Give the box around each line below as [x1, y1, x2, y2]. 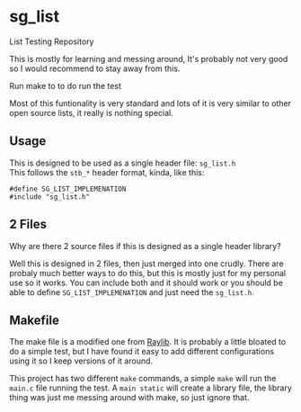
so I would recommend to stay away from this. [9, 63, 181, 74]
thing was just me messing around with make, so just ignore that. [9, 392, 250, 403]
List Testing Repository [9, 36, 94, 47]
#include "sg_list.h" [9, 192, 91, 202]
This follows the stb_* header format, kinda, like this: [9, 166, 205, 177]
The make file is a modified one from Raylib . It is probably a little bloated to [9, 336, 287, 347]
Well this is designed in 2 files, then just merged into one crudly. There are [9, 258, 285, 269]
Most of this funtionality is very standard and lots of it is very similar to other [9, 97, 292, 109]
